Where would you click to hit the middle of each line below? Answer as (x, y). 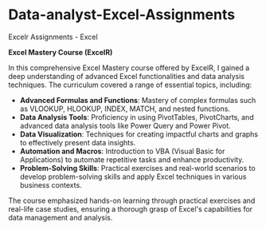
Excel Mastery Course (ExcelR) (61, 52)
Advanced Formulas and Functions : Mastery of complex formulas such (138, 100)
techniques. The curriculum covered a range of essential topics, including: (130, 85)
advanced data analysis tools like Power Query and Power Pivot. (125, 125)
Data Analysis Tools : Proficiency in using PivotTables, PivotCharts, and (137, 117)
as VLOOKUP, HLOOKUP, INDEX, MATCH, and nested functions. (125, 109)
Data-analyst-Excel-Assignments (122, 15)
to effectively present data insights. (78, 142)
